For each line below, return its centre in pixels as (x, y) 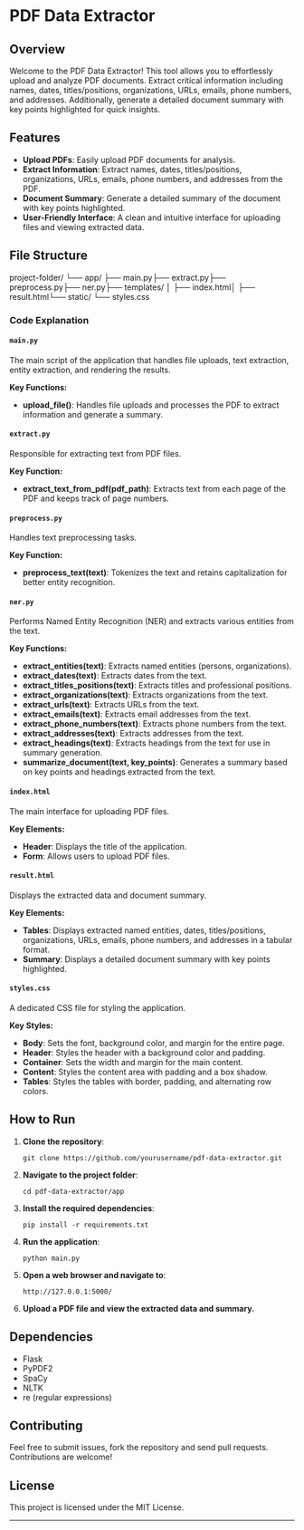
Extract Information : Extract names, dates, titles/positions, (132, 169)
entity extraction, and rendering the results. (90, 370)
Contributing (46, 1425)
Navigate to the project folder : (80, 1175)
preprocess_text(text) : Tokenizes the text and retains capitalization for (155, 573)
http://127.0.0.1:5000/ (67, 1292)
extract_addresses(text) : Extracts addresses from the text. (133, 734)
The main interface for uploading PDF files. (90, 811)
